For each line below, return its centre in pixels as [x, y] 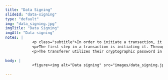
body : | [13, 61]
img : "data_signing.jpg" [31, 24]
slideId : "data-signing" [31, 14]
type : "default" [22, 19]
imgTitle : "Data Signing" [32, 28]
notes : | [14, 38]
